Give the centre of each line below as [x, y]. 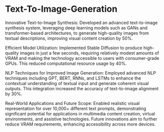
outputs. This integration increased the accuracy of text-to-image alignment [82, 88]
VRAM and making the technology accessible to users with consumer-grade [82, 58]
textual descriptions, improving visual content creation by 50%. [69, 38]
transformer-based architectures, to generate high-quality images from [77, 33]
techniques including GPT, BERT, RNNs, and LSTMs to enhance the [73, 78]
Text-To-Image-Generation [61, 9]
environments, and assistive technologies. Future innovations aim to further [81, 119]
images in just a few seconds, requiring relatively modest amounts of [90, 53]
